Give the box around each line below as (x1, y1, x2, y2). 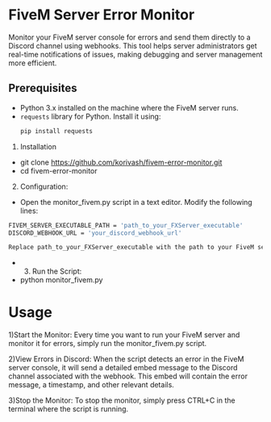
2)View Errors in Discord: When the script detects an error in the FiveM (8, 354, 244, 364)
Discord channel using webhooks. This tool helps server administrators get (8, 40, 257, 50)
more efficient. (8, 58, 57, 68)
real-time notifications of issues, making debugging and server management (8, 49, 263, 59)
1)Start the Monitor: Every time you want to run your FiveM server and (8, 330, 240, 340)
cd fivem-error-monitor (19, 165, 98, 175)
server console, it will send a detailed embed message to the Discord (8, 363, 238, 373)
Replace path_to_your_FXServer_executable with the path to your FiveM (8, 244, 254, 252)
